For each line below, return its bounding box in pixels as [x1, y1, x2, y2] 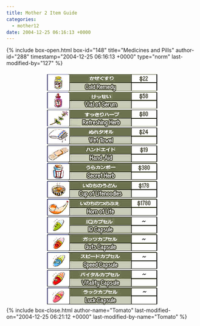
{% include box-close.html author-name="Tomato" [6, 307, 134, 314]
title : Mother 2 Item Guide [6, 10, 78, 16]
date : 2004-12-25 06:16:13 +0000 [6, 29, 91, 35]
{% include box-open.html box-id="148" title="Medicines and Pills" [6, 46, 174, 54]
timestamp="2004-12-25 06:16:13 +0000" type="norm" [30, 53, 171, 60]
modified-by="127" [6, 60, 54, 67]
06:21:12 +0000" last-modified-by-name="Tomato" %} [50, 313, 187, 321]
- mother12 [12, 23, 40, 29]
